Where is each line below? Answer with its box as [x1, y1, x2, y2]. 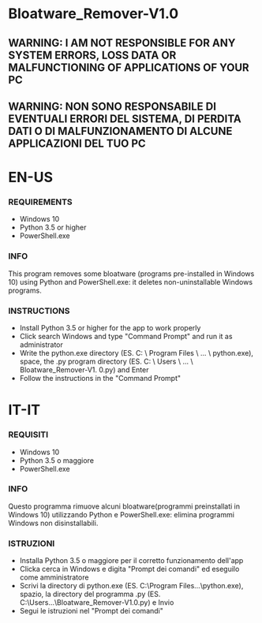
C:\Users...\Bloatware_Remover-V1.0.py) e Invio [19, 598, 174, 607]
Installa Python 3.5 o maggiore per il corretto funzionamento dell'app [19, 556, 244, 565]
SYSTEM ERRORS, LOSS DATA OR [8, 48, 177, 62]
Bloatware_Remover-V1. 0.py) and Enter [19, 365, 149, 375]
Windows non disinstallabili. [8, 518, 99, 528]
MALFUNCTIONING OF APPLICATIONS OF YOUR [8, 61, 250, 74]
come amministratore [19, 573, 89, 582]
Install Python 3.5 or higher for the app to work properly [19, 323, 201, 333]
